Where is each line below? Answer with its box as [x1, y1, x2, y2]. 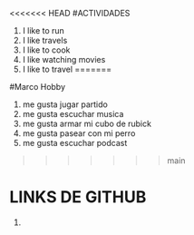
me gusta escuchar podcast [22, 138, 128, 148]
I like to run [22, 25, 65, 35]
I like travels [22, 35, 68, 45]
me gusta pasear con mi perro [22, 128, 136, 139]
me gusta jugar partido [22, 99, 109, 110]
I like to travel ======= [22, 64, 112, 74]
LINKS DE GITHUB [9, 187, 147, 208]
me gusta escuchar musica [22, 109, 124, 119]
